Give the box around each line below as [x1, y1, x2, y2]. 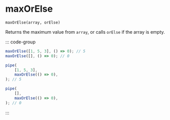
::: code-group [5, 39, 36, 45]
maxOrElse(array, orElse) [5, 20, 60, 25]
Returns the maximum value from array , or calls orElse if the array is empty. [5, 29, 165, 35]
